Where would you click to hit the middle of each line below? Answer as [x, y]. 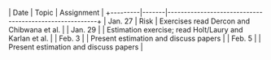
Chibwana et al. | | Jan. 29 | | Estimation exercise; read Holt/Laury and [126, 30]
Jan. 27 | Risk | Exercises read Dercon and [179, 21]
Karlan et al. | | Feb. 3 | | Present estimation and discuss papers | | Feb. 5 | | [135, 38]
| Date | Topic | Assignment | [56, 13]
